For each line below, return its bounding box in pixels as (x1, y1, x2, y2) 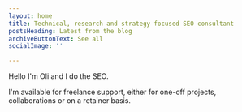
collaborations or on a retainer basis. (8, 96, 132, 106)
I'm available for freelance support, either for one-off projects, (8, 87, 217, 97)
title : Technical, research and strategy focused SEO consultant (8, 19, 234, 28)
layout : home (8, 11, 53, 20)
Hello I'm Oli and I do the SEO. (8, 71, 109, 81)
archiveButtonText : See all (8, 34, 104, 43)
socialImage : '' (8, 42, 63, 50)
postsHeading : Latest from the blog (8, 27, 132, 35)
